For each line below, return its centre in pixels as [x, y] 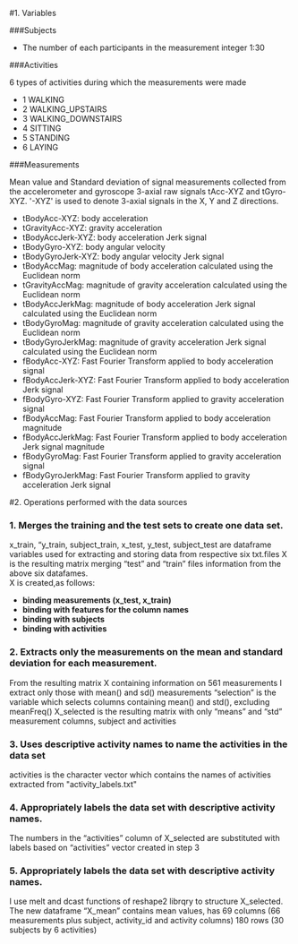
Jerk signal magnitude [63, 446]
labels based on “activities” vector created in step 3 [104, 848]
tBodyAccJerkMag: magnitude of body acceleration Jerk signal [139, 304]
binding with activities [64, 629]
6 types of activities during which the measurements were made [128, 82]
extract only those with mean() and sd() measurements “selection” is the [143, 692]
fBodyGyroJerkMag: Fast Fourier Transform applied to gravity [136, 475]
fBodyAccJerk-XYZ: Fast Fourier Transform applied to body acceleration [156, 380]
